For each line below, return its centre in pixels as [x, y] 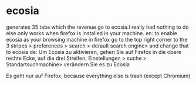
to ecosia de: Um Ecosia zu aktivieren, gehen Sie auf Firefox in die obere [94, 52]
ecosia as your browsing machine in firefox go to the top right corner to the [97, 39]
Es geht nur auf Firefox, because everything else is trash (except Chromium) [98, 76]
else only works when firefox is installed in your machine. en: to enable [92, 33]
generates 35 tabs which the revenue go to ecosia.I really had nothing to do [97, 27]
